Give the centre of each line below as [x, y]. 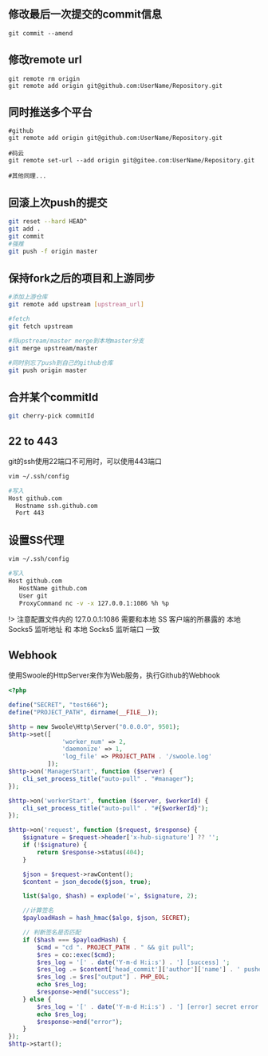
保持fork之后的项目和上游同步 [82, 278]
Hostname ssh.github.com [57, 506]
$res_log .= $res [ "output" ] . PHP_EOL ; [103, 977]
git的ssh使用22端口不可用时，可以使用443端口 [85, 461]
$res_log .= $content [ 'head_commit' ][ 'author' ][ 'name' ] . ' [139, 970]
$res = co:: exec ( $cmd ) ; [76, 954]
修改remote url [45, 60]
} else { [37, 999]
